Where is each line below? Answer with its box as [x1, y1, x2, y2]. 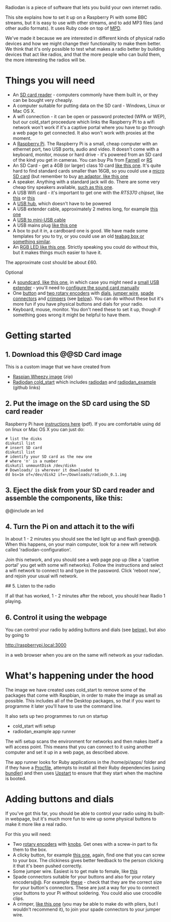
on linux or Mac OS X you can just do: [5, 426, 85, 432]
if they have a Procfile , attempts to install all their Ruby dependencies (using [5, 765, 165, 771]
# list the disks [5, 436, 42, 441]
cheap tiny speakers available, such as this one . [12, 184, 114, 190]
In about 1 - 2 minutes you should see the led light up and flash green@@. [5, 536, 161, 542]
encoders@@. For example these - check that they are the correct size [12, 879, 162, 885]
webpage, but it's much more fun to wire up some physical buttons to [10, 816, 157, 822]
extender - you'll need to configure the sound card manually [12, 284, 139, 291]
